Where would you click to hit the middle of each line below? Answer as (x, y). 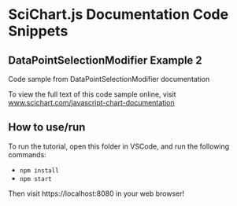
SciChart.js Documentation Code (119, 15)
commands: (28, 154)
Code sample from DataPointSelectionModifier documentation (109, 79)
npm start (36, 178)
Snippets (38, 31)
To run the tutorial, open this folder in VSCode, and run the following (119, 146)
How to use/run (47, 127)
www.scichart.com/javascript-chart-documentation (91, 103)
